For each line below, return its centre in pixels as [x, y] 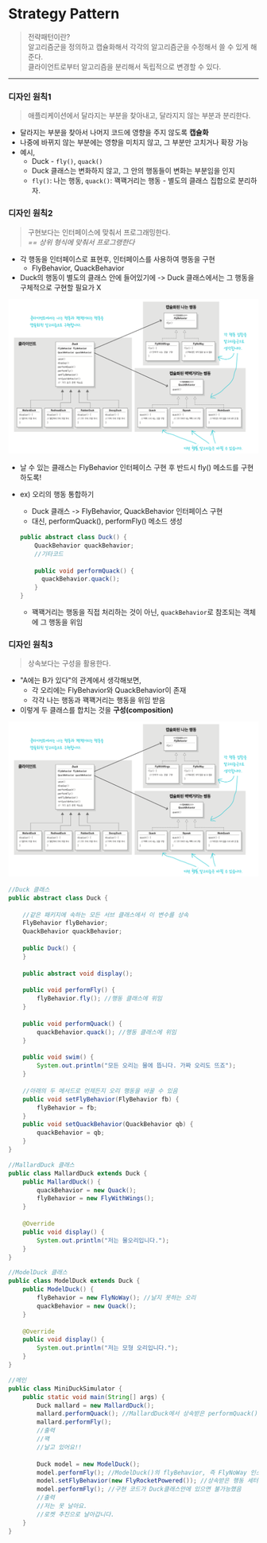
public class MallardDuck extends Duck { [78, 1173]
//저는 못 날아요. [62, 1506]
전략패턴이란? [49, 37]
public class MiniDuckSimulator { [66, 1389]
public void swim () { [58, 1057]
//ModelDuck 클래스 [38, 1273]
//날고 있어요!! [59, 1447]
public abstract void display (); [78, 974]
